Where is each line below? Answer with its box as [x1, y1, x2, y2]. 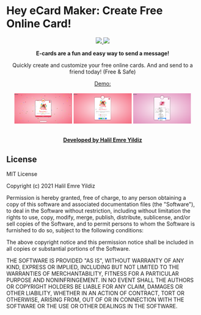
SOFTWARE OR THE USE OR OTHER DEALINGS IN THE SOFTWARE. [6, 303, 178, 310]
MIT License [6, 170, 38, 178]
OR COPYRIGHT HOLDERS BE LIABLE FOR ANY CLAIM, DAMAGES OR [6, 283, 183, 290]
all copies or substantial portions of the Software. [6, 245, 130, 252]
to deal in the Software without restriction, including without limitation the [6, 207, 191, 214]
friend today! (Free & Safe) [69, 68, 136, 75]
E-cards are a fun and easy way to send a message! [35, 50, 170, 57]
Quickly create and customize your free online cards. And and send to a [12, 61, 194, 69]
